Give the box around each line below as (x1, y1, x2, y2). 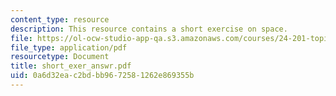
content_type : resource (10, 14, 110, 25)
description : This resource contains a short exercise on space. (10, 24, 288, 34)
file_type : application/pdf (10, 42, 128, 53)
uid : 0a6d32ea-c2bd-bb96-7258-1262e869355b (10, 71, 195, 81)
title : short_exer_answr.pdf (10, 61, 132, 71)
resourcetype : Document (10, 52, 110, 62)
